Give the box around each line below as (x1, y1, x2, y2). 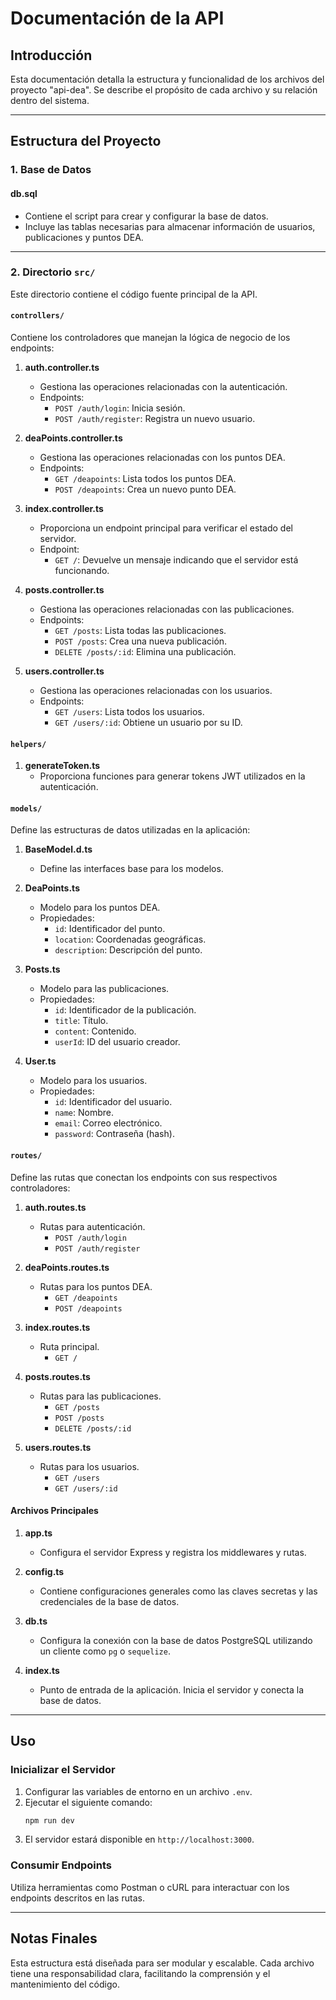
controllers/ (10, 311, 65, 321)
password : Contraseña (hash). (54, 1128, 175, 1140)
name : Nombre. (54, 1107, 115, 1119)
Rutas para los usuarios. (39, 1460, 140, 1472)
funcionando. (54, 565, 110, 577)
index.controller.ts (24, 503, 104, 515)
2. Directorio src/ (10, 265, 96, 279)
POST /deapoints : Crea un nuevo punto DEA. (54, 483, 237, 496)
